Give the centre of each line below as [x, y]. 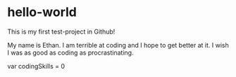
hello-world [42, 12]
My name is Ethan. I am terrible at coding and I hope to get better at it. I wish [118, 45]
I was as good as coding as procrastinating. [70, 52]
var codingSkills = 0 [36, 66]
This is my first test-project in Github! [61, 31]
